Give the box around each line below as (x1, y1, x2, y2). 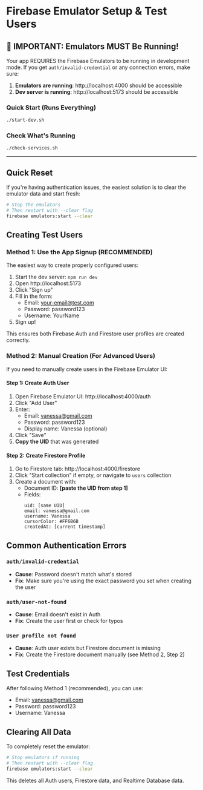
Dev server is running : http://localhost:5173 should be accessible (14, 88, 178, 95)
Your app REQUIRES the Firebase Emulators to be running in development (6, 58, 190, 64)
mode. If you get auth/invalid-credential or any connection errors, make (6, 64, 190, 71)
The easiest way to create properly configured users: (6, 262, 139, 269)
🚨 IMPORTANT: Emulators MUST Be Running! (6, 41, 179, 51)
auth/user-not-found (6, 598, 67, 605)
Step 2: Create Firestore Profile (6, 452, 86, 459)
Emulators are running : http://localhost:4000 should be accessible (14, 82, 182, 89)
